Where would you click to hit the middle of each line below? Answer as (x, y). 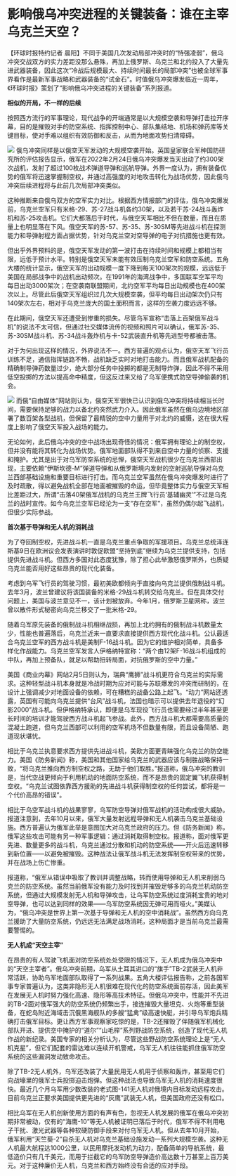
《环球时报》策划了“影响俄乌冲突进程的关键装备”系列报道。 (91, 88)
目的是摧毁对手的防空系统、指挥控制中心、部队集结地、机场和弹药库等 (121, 126)
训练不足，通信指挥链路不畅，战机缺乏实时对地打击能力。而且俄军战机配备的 (118, 359)
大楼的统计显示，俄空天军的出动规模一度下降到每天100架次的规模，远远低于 (117, 268)
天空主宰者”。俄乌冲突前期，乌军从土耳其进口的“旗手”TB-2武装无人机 (117, 968)
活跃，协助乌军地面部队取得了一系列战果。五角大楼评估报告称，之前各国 (118, 977)
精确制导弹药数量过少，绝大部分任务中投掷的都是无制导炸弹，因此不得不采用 (118, 368)
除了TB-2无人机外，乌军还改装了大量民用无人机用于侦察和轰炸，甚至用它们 (116, 1071)
